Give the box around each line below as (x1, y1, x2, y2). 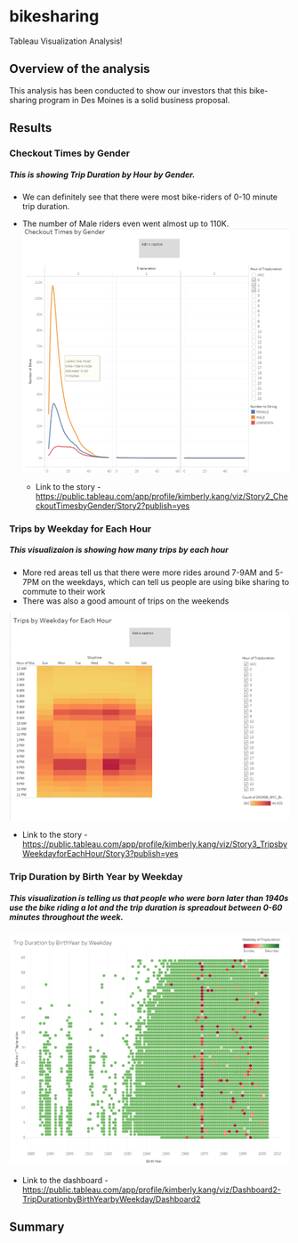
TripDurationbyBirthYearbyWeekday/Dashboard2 (21, 1194, 201, 1205)
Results (9, 120, 52, 135)
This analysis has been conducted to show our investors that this (9, 85, 247, 95)
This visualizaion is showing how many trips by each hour (9, 545, 229, 556)
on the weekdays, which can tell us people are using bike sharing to (41, 576, 290, 587)
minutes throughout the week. (9, 911, 124, 922)
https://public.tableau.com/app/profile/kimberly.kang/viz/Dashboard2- (21, 1184, 282, 1195)
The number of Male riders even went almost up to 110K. (21, 218, 230, 229)
